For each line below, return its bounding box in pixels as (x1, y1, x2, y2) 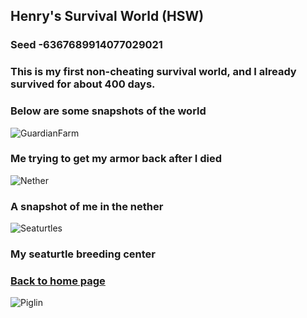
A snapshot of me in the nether (10, 199, 164, 213)
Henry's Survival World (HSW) (10, 8, 205, 25)
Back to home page (10, 274, 106, 288)
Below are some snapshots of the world (10, 104, 207, 118)
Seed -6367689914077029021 (10, 38, 163, 52)
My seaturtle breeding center (10, 247, 156, 261)
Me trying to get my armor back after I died (10, 152, 222, 166)
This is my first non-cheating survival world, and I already (10, 65, 297, 79)
